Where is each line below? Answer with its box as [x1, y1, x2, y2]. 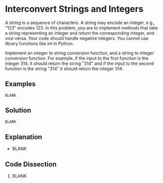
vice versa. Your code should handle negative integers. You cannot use [5, 35, 149, 41]
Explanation [5, 132, 43, 141]
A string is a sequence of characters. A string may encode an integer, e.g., [5, 20, 155, 26]
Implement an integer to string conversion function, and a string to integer [5, 50, 154, 56]
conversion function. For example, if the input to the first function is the [5, 55, 149, 61]
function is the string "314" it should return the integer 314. [5, 65, 123, 72]
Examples [5, 80, 36, 88]
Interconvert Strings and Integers [5, 3, 143, 15]
